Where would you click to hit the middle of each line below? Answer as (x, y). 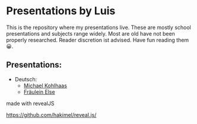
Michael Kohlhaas (45, 85)
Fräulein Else (39, 92)
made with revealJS (30, 103)
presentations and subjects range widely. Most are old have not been (90, 33)
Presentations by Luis (61, 11)
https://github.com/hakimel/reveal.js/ (51, 115)
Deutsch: (26, 79)
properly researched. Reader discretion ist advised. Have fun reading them (98, 40)
